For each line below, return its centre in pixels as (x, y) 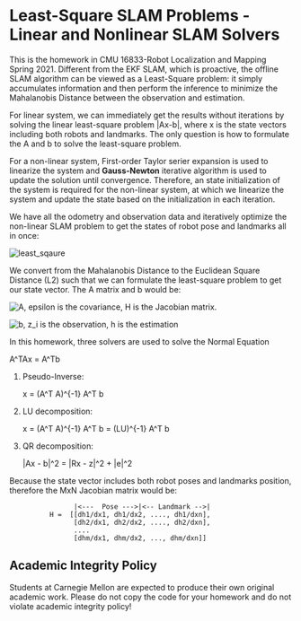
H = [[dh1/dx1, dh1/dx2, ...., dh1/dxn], (130, 514)
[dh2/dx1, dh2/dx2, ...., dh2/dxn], (142, 522)
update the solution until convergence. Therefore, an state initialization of (145, 179)
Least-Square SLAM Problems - (130, 16)
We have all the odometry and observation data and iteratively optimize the (148, 216)
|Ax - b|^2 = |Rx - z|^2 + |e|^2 (77, 463)
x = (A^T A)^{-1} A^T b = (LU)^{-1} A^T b (96, 428)
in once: (24, 235)
